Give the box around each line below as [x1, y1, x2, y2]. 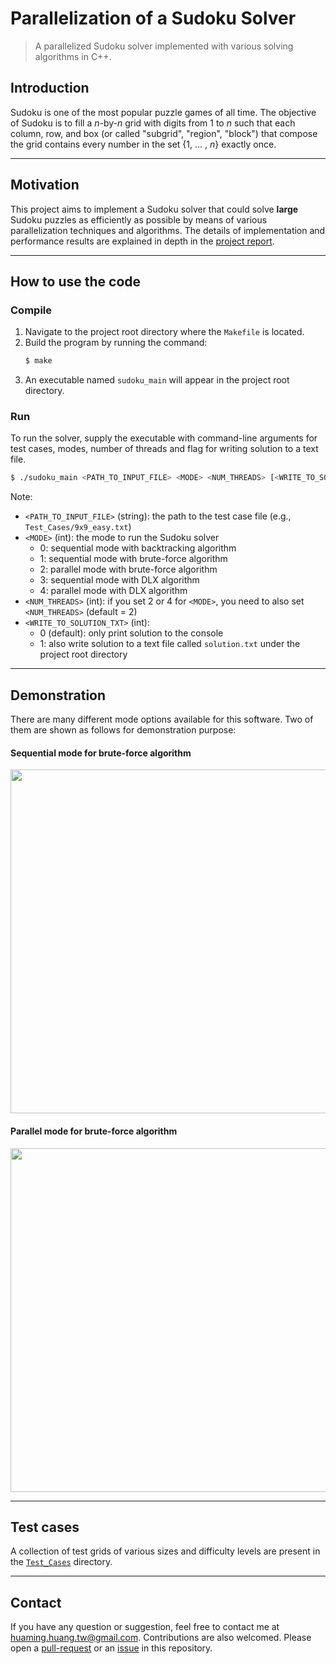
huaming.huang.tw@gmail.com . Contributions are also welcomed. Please [10, 1632, 312, 1644]
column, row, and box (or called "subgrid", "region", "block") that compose [10, 127, 318, 139]
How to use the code [10, 273, 142, 290]
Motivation [10, 177, 80, 194]
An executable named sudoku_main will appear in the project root [24, 374, 290, 386]
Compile [10, 303, 52, 317]
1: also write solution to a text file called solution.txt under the [39, 638, 301, 650]
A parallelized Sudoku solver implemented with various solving [34, 40, 294, 52]
